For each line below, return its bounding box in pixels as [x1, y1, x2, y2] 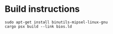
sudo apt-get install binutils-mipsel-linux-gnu [4, 20, 108, 25]
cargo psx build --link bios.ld [4, 24, 72, 29]
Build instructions [4, 3, 80, 15]
